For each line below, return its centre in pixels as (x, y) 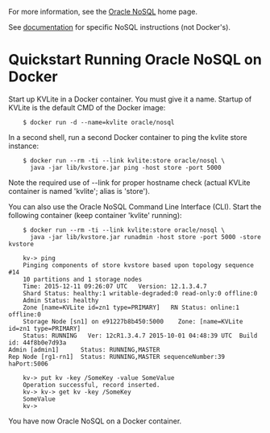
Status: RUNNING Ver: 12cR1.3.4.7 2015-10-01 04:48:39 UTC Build (140, 336)
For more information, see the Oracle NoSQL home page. (103, 12)
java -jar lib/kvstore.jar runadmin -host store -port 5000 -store (145, 237)
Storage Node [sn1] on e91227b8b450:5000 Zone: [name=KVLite (133, 321)
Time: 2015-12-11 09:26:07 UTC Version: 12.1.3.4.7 (115, 286)
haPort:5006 (28, 364)
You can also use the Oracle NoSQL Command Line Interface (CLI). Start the (135, 206)
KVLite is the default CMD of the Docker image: (87, 107)
